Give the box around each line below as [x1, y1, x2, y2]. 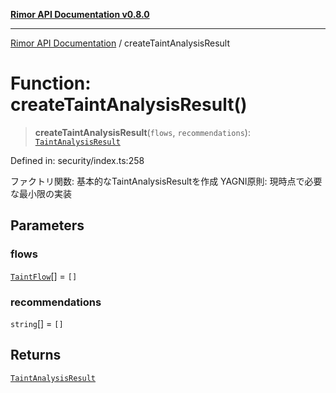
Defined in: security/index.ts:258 [10, 154, 145, 166]
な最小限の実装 [10, 187, 72, 199]
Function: [10, 72, 92, 95]
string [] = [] [10, 317, 64, 329]
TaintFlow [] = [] [10, 270, 78, 282]
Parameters [10, 217, 85, 234]
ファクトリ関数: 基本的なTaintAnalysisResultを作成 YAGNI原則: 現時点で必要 [10, 175, 323, 187]
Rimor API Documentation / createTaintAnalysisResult [10, 37, 231, 49]
